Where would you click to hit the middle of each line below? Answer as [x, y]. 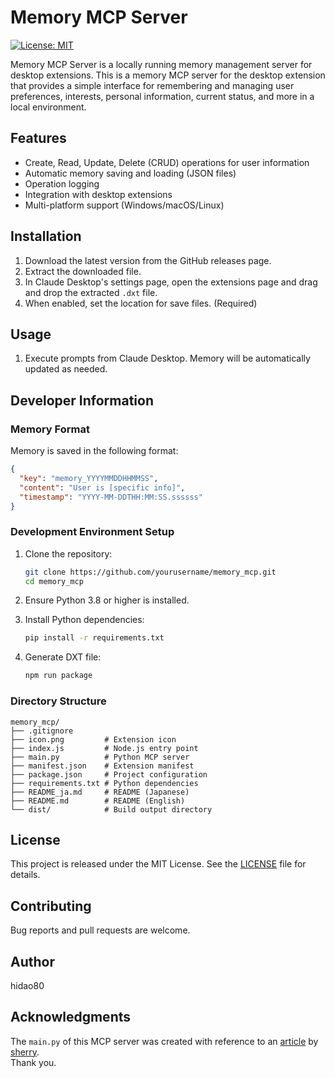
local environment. [48, 107]
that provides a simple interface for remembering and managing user [152, 85]
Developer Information [82, 400]
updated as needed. [66, 369]
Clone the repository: [68, 553]
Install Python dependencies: [84, 620]
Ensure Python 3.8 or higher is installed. [107, 600]
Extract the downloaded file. [83, 271]
